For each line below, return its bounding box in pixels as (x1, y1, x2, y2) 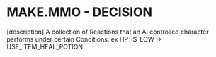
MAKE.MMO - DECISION (6, 4, 153, 20)
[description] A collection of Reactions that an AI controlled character (6, 27, 210, 36)
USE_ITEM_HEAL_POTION (6, 42, 83, 51)
